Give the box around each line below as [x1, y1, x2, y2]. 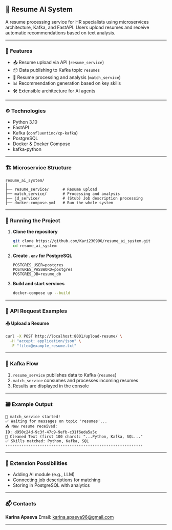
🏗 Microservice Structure [5, 164, 72, 171]
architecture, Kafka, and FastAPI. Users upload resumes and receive [5, 24, 149, 30]
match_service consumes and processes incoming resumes [12, 377, 139, 383]
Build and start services [12, 280, 65, 286]
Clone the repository [12, 229, 58, 234]
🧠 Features [5, 47, 33, 54]
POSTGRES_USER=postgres [12, 262, 64, 267]
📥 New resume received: [5, 424, 58, 429]
